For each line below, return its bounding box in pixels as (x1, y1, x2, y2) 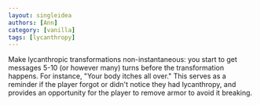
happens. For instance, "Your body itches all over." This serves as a (8, 71, 226, 81)
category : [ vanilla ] (8, 26, 76, 34)
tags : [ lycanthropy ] (8, 33, 76, 42)
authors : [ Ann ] (8, 19, 58, 27)
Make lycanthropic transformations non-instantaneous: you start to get (8, 55, 238, 64)
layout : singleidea (8, 11, 72, 20)
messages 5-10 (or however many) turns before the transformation (8, 63, 225, 73)
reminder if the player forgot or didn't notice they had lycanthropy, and (8, 80, 236, 89)
